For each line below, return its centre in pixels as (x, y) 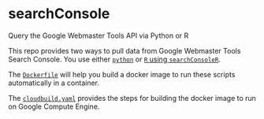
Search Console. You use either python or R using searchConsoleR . (114, 59)
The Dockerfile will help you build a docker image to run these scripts (122, 74)
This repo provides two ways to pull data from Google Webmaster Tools (125, 50)
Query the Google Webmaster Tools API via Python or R (99, 35)
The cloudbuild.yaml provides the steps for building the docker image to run (132, 98)
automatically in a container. (54, 83)
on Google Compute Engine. (54, 106)
